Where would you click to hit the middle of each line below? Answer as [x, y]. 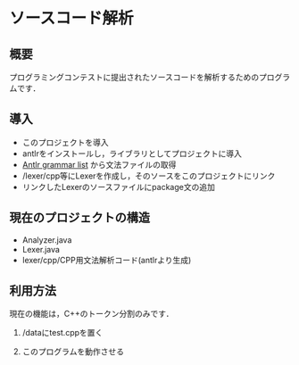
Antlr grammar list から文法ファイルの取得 [99, 164]
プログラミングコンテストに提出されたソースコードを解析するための [134, 77]
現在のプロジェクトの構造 [79, 218]
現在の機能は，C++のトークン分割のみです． [91, 314]
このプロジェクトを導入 [65, 142]
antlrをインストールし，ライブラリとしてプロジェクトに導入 [132, 153]
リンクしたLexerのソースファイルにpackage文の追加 [119, 187]
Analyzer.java [47, 240]
